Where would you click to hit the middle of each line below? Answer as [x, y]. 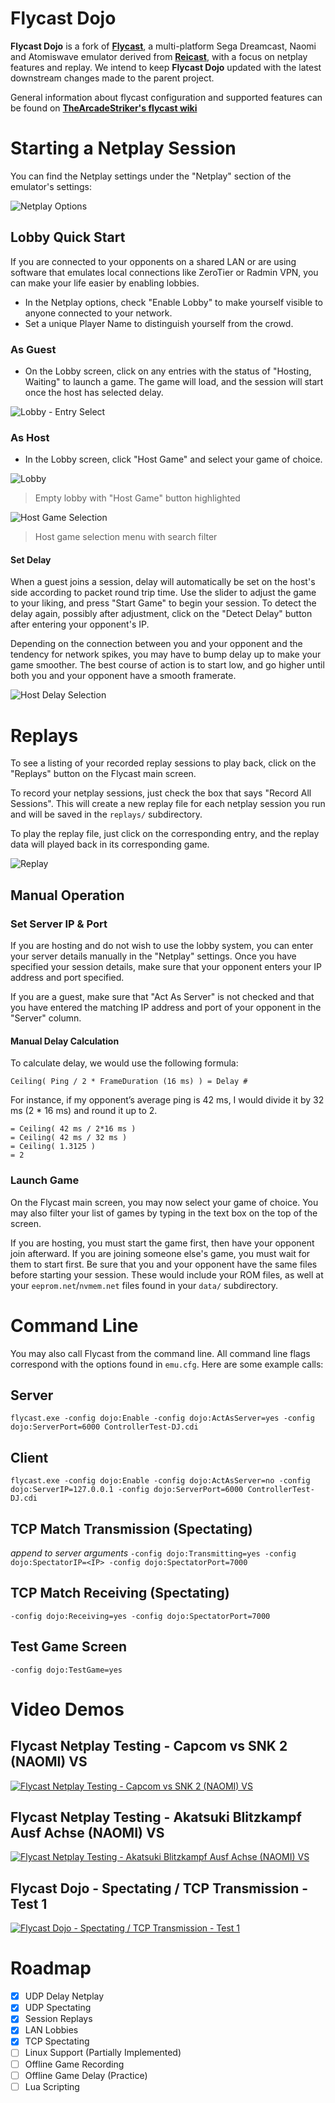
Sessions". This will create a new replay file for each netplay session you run [168, 804]
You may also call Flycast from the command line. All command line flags [160, 1353]
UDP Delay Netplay [64, 1996]
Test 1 [29, 1903]
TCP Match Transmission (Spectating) [131, 1528]
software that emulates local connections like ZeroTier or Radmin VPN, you [164, 272]
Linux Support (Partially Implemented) [103, 2053]
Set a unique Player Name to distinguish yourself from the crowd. [159, 323]
